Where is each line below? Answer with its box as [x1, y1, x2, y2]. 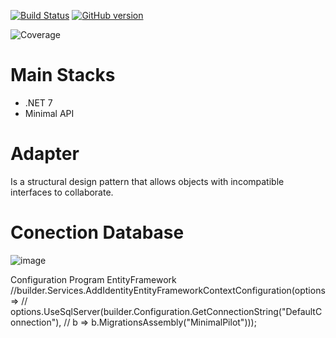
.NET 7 [24, 96, 53, 109]
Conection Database [10, 221, 185, 244]
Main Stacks [10, 64, 116, 87]
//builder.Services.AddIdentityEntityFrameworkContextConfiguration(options [10, 284, 326, 296]
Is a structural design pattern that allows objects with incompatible [10, 175, 285, 187]
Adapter [10, 143, 80, 165]
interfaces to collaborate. [10, 186, 114, 198]
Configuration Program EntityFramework [10, 273, 177, 285]
